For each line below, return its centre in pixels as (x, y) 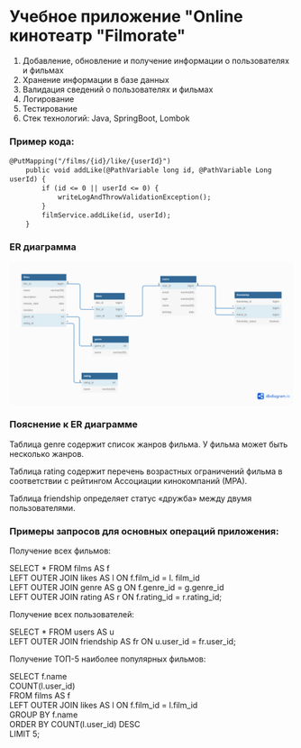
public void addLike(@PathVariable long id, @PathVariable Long (149, 170)
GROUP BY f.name (44, 715)
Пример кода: (42, 141)
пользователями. (42, 507)
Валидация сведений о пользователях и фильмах (118, 89)
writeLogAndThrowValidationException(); (134, 197)
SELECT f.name (38, 677)
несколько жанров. (46, 453)
